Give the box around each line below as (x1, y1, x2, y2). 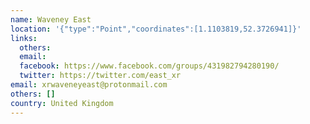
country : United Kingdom (10, 98, 114, 108)
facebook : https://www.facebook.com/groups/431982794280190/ (19, 61, 280, 71)
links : (10, 33, 38, 43)
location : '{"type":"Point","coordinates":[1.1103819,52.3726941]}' (10, 24, 302, 34)
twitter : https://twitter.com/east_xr (19, 71, 182, 81)
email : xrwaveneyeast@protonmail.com (10, 80, 168, 90)
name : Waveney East (10, 14, 92, 25)
